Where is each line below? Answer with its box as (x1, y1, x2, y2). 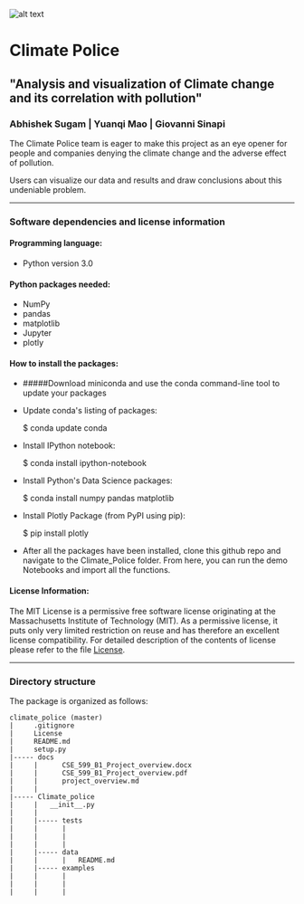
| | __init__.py (9, 800, 95, 809)
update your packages (22, 387, 107, 398)
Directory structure (9, 675, 97, 688)
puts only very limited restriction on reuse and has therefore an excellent (9, 624, 280, 635)
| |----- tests (9, 815, 83, 825)
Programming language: (9, 238, 102, 249)
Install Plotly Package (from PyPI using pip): (22, 510, 185, 521)
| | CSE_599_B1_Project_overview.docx (9, 760, 193, 769)
